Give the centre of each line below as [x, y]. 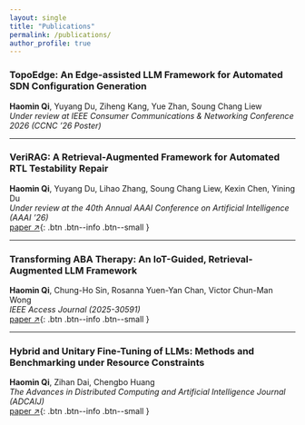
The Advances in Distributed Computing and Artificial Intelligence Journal [148, 392]
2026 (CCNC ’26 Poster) [55, 125]
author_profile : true [50, 43]
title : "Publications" [52, 26]
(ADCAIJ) [27, 401]
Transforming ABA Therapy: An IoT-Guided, [108, 259]
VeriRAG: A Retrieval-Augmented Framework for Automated [145, 157]
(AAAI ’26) [29, 217]
